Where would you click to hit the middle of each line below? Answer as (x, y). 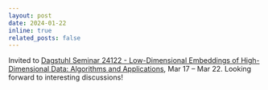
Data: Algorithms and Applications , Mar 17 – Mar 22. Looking (151, 69)
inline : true (30, 30)
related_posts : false (45, 38)
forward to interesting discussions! (66, 77)
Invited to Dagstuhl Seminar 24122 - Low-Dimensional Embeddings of (124, 61)
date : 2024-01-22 (37, 23)
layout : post (30, 16)
